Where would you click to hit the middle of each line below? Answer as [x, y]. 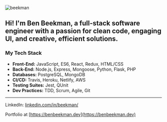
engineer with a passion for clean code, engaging [83, 31]
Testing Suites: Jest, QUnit [40, 85]
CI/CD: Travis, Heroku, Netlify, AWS [49, 80]
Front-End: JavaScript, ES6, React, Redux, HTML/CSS [68, 64]
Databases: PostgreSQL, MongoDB [49, 74]
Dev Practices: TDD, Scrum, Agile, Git [51, 90]
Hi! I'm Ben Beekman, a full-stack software [73, 23]
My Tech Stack [24, 53]
